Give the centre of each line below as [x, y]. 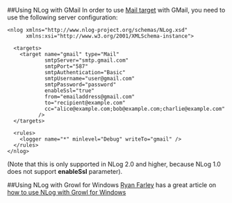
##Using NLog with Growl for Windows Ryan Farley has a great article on [112, 185]
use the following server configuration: [63, 17]
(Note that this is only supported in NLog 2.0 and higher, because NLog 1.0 [114, 164]
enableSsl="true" [69, 91]
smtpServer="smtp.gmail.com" [86, 60]
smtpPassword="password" [80, 85]
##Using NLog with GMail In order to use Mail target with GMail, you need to [116, 10]
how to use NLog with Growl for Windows [67, 192]
